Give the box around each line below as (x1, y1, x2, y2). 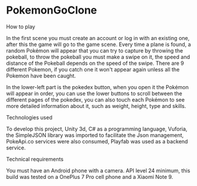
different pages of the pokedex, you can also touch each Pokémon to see (6, 96, 185, 103)
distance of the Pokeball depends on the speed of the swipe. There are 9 (6, 60, 185, 67)
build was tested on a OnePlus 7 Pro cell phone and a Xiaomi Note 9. (6, 173, 173, 180)
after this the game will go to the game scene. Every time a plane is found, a (6, 41, 191, 48)
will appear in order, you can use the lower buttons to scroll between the (6, 90, 182, 97)
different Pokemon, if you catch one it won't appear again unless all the (6, 66, 180, 73)
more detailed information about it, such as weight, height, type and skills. (6, 102, 186, 109)
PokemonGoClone (6, 4, 98, 17)
